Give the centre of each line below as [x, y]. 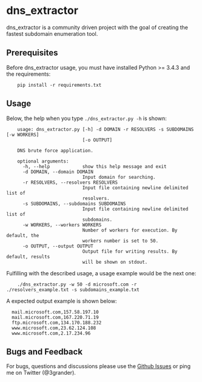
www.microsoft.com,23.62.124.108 [54, 328]
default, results [28, 256]
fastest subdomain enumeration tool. [52, 33]
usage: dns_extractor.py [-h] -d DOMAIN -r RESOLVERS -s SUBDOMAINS [106, 129]
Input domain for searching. [119, 177]
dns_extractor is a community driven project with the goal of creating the [97, 27]
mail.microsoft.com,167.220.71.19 [55, 317]
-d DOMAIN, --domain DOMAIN [58, 172]
